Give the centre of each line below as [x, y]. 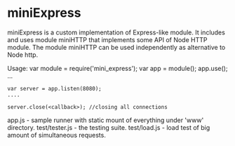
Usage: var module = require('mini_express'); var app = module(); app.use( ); [117, 68]
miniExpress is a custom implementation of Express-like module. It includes [116, 32]
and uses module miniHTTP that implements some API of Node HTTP [107, 39]
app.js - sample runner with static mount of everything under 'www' [106, 120]
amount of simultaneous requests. [57, 135]
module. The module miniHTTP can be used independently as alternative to [116, 47]
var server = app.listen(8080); [54, 88]
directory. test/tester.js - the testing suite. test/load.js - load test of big [109, 127]
